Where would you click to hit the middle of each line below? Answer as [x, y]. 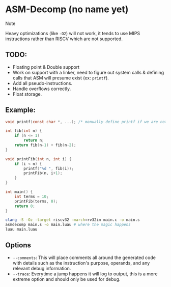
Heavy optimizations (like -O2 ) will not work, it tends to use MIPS [73, 33]
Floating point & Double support [46, 67]
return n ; [34, 140]
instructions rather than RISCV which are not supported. [64, 39]
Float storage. [27, 94]
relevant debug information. [42, 268]
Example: [20, 110]
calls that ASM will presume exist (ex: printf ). [61, 78]
